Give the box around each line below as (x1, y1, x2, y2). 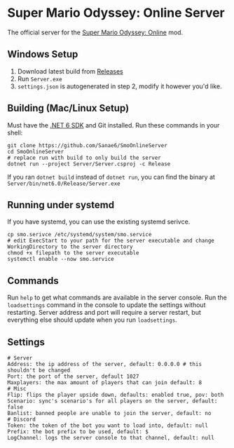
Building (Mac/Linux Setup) (7, 102, 130, 114)
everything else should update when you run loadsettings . (7, 315, 177, 324)
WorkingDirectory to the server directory (7, 243, 133, 250)
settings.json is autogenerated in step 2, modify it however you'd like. (17, 82, 222, 90)
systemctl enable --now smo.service (7, 256, 114, 263)
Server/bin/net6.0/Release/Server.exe (7, 180, 121, 187)
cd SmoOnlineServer (7, 148, 64, 155)
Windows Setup (7, 48, 78, 60)
